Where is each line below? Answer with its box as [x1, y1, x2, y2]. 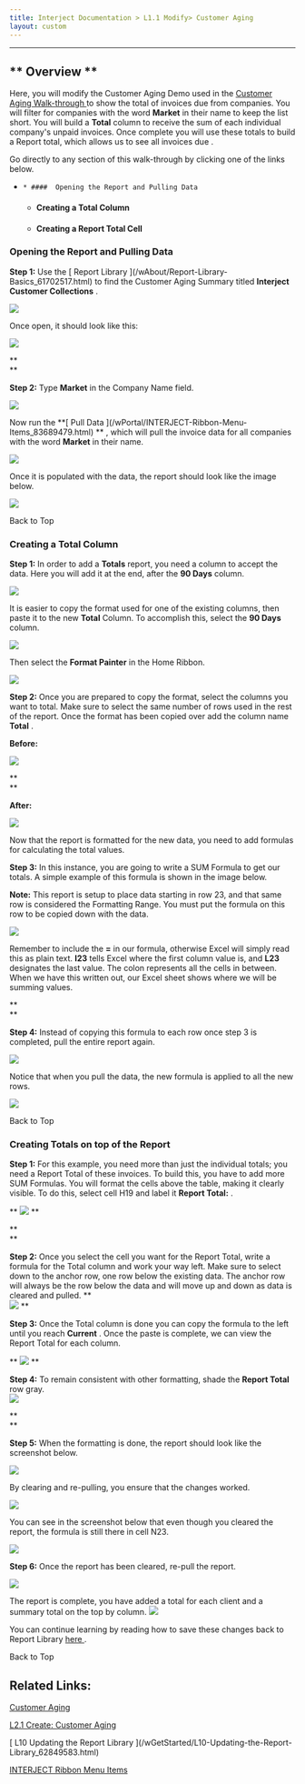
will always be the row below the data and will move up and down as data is [9, 1280, 292, 1291]
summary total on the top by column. [9, 1607, 147, 1618]
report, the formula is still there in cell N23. [9, 1527, 170, 1538]
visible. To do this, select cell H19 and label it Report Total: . [9, 1188, 233, 1198]
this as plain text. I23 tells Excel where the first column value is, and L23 [9, 953, 280, 964]
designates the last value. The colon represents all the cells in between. [9, 963, 277, 974]
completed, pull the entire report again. [9, 1037, 156, 1047]
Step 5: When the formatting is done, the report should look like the [9, 1438, 262, 1448]
